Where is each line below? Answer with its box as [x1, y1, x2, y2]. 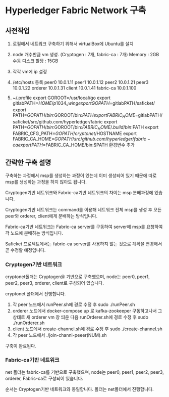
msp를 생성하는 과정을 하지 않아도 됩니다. [5, 179, 87, 185]
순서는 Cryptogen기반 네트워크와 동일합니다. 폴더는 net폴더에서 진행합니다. [5, 386, 154, 392]
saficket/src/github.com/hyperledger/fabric [12, 118, 103, 124]
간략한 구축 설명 [5, 158, 51, 167]
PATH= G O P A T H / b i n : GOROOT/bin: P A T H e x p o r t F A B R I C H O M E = [12, 112, 139, 119]
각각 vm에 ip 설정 [12, 69, 47, 74]
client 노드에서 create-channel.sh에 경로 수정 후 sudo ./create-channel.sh [12, 326, 163, 332]
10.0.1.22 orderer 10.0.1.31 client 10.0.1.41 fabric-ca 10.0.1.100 [12, 85, 137, 91]
